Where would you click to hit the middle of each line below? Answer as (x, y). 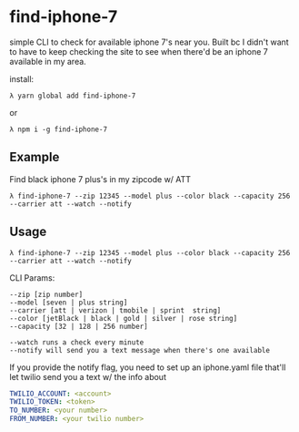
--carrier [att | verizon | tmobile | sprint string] (115, 310)
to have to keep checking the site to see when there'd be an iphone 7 (139, 51)
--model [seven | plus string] (69, 303)
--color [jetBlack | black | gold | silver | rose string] (124, 318)
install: (22, 78)
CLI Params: (32, 278)
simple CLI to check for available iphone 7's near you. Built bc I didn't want (149, 42)
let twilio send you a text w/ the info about (88, 376)
